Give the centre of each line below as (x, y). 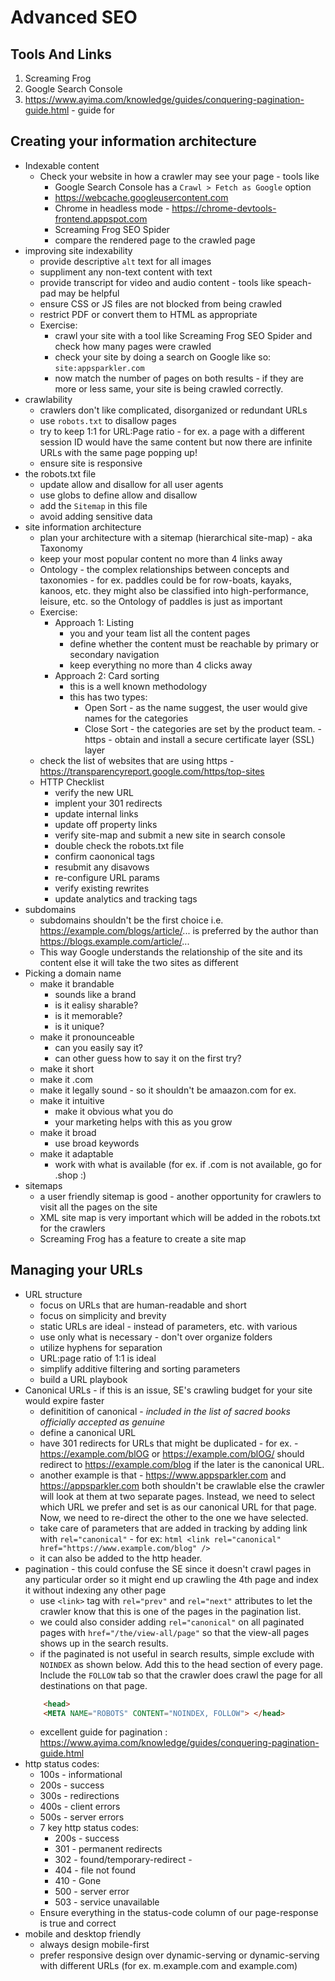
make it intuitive (72, 1100)
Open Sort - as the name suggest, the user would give (196, 707)
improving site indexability (78, 250)
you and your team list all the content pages (160, 633)
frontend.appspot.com (101, 218)
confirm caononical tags (104, 856)
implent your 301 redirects (108, 803)
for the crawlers (72, 1228)
